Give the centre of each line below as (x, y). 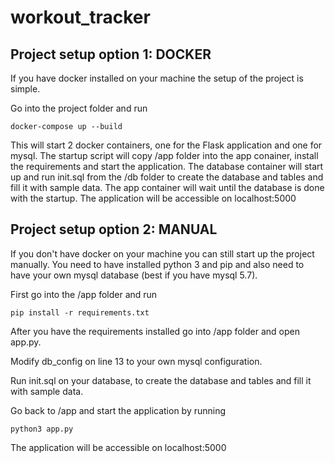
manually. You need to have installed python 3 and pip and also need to (157, 264)
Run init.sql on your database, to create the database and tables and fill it (161, 380)
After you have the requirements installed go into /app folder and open (155, 331)
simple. (25, 89)
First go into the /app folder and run (84, 294)
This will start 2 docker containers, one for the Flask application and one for (166, 145)
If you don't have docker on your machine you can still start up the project (162, 253)
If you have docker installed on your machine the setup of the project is (157, 78)
